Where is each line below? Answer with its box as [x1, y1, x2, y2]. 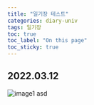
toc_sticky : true [7, 44, 59, 51]
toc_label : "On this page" [7, 37, 88, 44]
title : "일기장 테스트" [7, 10, 69, 18]
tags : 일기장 [7, 24, 41, 31]
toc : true [7, 30, 37, 38]
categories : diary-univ [7, 17, 78, 24]
